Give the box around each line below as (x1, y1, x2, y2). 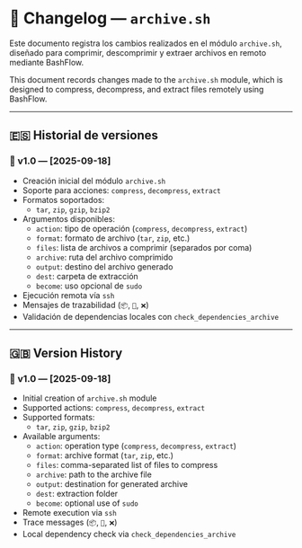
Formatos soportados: (22, 194, 105, 205)
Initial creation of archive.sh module (22, 393, 157, 403)
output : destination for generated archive (35, 479, 189, 490)
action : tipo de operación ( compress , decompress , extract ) (35, 223, 248, 234)
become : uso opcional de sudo (35, 280, 143, 291)
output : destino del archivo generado (35, 261, 173, 272)
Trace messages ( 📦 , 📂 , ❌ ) (22, 517, 118, 528)
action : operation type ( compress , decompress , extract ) (35, 440, 236, 452)
